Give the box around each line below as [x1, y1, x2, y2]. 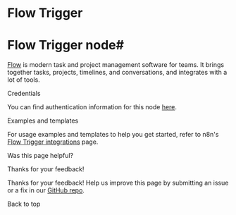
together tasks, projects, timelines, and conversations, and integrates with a [7, 68, 228, 77]
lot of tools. [7, 75, 40, 84]
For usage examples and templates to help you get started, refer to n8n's [7, 130, 219, 139]
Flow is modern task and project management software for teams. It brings [7, 61, 224, 69]
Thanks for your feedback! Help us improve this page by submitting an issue [7, 178, 229, 188]
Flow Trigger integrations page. [7, 137, 99, 146]
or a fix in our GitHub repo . [7, 186, 85, 195]
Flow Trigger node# [7, 37, 125, 54]
